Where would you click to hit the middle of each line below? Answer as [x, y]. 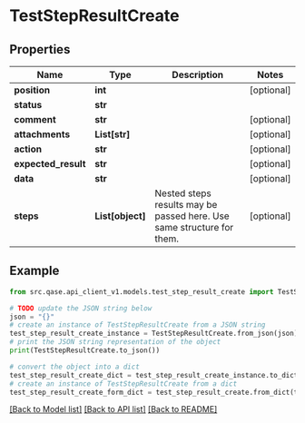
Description [198, 75]
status [28, 105]
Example [34, 271]
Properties [40, 49]
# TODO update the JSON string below [81, 308]
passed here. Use [192, 216]
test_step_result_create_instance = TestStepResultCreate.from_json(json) [154, 334]
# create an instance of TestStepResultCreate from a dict [123, 384]
